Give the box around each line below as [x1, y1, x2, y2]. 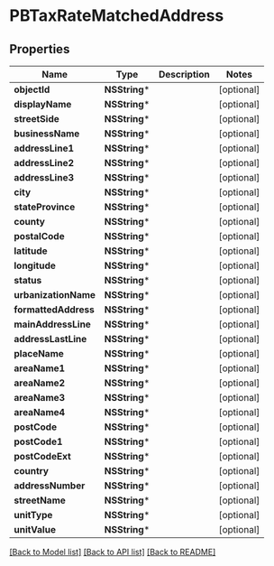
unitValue [14, 524, 57, 535]
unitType [14, 509, 53, 521]
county [14, 216, 45, 227]
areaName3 [14, 392, 66, 404]
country [14, 465, 50, 477]
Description [158, 69, 210, 80]
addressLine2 [14, 157, 75, 169]
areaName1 [14, 362, 66, 375]
